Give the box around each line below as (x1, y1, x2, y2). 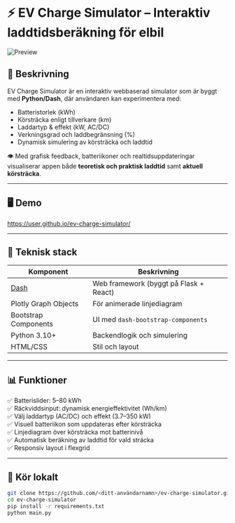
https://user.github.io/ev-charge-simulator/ (7, 219, 131, 227)
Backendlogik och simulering (92, 331, 187, 340)
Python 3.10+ (10, 331, 57, 340)
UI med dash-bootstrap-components (92, 315, 208, 324)
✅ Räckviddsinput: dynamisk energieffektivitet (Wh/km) (7, 404, 168, 413)
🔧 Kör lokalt (7, 471, 59, 483)
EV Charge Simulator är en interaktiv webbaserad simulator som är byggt (7, 86, 218, 95)
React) (92, 288, 115, 298)
